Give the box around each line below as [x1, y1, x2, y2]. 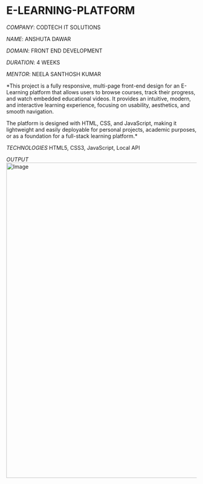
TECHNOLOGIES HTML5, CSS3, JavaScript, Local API [6, 144, 140, 151]
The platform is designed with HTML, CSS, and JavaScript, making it [6, 119, 177, 127]
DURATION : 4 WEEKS [6, 59, 60, 66]
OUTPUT [6, 155, 29, 163]
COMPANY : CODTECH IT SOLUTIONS [6, 24, 101, 31]
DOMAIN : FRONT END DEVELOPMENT [6, 47, 103, 54]
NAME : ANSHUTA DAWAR [6, 35, 71, 42]
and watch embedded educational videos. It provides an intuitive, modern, [6, 95, 192, 102]
